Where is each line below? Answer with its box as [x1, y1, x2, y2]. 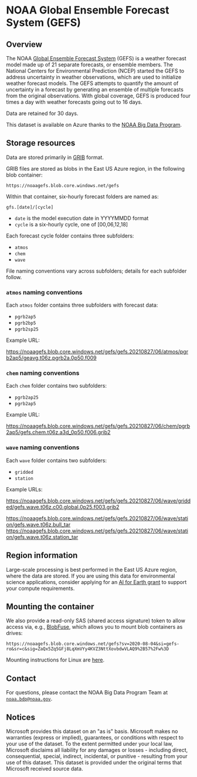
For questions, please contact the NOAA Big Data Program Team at [6, 689, 168, 696]
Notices [6, 712, 35, 722]
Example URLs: [6, 486, 43, 493]
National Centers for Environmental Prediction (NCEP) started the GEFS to [6, 67, 185, 74]
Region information [6, 551, 78, 561]
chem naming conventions [6, 369, 80, 377]
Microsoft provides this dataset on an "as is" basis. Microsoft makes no [6, 728, 178, 735]
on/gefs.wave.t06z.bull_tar [6, 521, 71, 528]
